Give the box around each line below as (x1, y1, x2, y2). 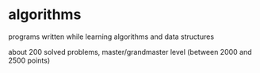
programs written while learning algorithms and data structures (8, 32, 215, 41)
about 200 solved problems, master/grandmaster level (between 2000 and (8, 47, 252, 56)
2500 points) (8, 56, 51, 65)
